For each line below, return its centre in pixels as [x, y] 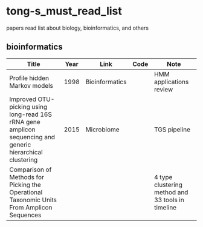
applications [171, 82]
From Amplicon [31, 207]
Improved [23, 99]
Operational [26, 192]
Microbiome [102, 130]
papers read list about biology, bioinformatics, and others [78, 28]
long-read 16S [31, 114]
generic [20, 145]
